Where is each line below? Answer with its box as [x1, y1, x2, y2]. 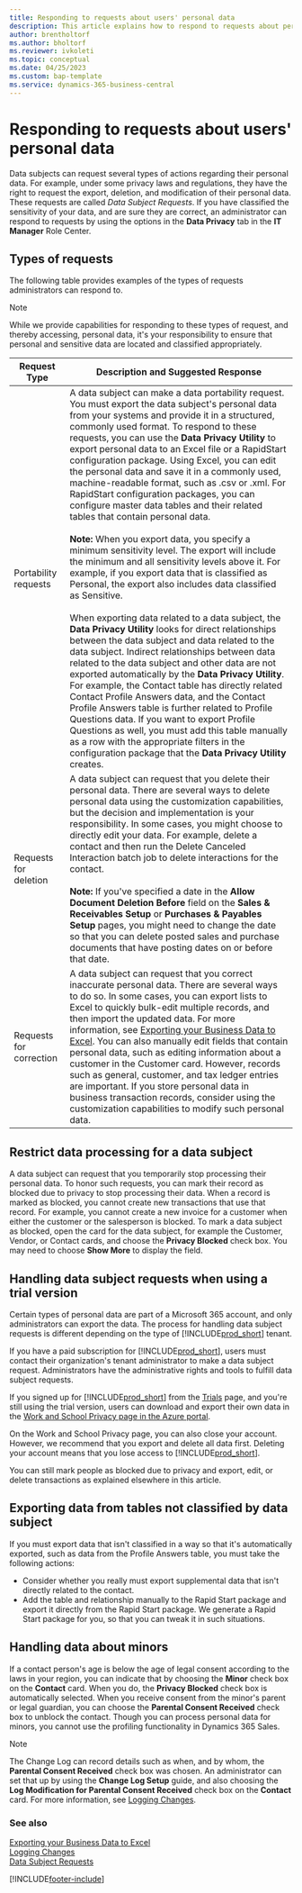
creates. [69, 758, 104, 771]
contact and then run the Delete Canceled [69, 840, 246, 853]
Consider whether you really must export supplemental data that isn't [22, 1575, 280, 1586]
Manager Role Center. [9, 225, 92, 236]
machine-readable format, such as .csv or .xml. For [69, 476, 286, 489]
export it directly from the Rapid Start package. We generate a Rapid [22, 1604, 276, 1615]
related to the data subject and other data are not [69, 657, 277, 669]
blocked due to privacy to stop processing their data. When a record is [9, 1188, 271, 1199]
